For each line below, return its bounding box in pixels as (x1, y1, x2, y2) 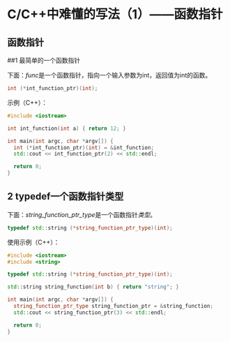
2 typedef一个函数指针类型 (7, 191, 124, 202)
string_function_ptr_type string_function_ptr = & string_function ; (13, 303, 214, 310)
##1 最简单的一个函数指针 (7, 57, 81, 64)
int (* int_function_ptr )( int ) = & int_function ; (13, 144, 155, 151)
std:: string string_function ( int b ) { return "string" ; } (7, 283, 179, 290)
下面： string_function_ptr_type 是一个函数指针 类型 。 (7, 210, 157, 218)
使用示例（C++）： (7, 238, 60, 246)
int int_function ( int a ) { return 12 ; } (7, 125, 127, 132)
